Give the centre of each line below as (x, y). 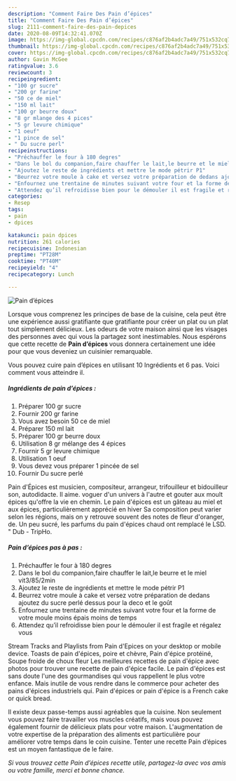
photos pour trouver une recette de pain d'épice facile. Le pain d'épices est (117, 668)
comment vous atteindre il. (46, 372)
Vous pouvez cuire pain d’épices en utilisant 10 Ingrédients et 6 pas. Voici (114, 365)
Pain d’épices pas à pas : (45, 547)
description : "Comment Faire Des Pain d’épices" (80, 14)
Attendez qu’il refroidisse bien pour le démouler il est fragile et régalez (119, 625)
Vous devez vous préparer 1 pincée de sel (78, 466)
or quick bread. (30, 698)
